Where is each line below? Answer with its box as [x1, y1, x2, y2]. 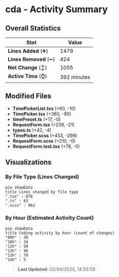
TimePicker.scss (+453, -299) [12, 132, 77, 138]
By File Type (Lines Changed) [5, 173, 79, 180]
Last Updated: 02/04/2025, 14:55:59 [17, 266, 96, 272]
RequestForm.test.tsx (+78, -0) [12, 143, 80, 149]
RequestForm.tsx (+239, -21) [12, 121, 75, 128]
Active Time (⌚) [8, 73, 47, 79]
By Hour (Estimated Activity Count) [5, 214, 94, 221]
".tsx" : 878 [5, 193, 33, 199]
